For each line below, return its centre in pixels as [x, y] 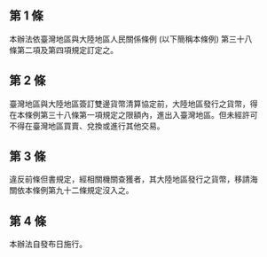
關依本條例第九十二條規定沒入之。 [71, 191]
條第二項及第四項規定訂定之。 [63, 50]
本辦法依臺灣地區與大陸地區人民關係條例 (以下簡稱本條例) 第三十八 [131, 39]
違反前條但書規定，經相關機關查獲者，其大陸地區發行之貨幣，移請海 [133, 179]
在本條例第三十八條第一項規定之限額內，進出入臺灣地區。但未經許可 [133, 114]
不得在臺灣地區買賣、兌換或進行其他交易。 [87, 126]
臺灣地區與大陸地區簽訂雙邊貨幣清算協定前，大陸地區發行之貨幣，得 [133, 104]
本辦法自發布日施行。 [48, 244]
